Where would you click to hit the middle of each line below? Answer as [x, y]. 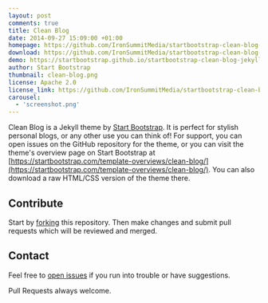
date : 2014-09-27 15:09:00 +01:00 [66, 38]
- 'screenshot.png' [48, 104]
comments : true [33, 23]
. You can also [232, 170]
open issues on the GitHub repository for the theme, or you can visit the [126, 144]
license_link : [32, 90]
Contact [29, 256]
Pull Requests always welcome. [60, 290]
